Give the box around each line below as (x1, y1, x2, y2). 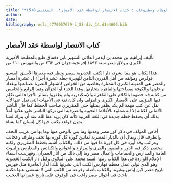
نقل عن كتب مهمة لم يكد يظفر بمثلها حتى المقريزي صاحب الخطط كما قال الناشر (6, 102, 159, 108)
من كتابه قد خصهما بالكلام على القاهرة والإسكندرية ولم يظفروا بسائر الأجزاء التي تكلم (6, 91, 166, 98)
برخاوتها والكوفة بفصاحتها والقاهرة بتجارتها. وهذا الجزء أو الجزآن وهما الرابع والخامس (6, 86, 165, 92)
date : (6, 17, 17, 22)
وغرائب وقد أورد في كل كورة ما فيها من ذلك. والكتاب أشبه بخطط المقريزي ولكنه (6, 139, 159, 146)
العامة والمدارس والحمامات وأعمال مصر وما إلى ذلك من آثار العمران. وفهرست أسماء (6, 150, 167, 156)
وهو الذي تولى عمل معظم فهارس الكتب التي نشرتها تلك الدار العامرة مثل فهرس (6, 161, 158, 167)
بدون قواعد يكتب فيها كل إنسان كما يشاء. (6, 119, 84, 125)
